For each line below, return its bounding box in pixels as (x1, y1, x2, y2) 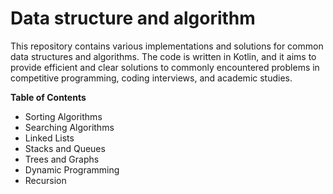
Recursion (24, 174, 67, 186)
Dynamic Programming (24, 163, 120, 176)
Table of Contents (10, 91, 87, 103)
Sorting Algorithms (24, 110, 103, 122)
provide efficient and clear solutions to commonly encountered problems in (10, 61, 320, 73)
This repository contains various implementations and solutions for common (10, 40, 324, 52)
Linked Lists (24, 132, 75, 144)
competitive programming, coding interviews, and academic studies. (10, 72, 293, 84)
